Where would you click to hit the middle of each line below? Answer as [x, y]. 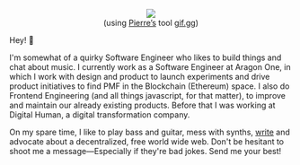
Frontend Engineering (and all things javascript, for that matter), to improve [147, 96]
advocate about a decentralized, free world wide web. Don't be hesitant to [147, 142]
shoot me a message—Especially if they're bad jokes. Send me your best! [146, 151]
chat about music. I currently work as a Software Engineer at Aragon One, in [150, 67]
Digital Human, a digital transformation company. [100, 115]
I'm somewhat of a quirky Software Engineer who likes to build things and [146, 57]
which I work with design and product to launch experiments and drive [140, 77]
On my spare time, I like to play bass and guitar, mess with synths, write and [150, 132]
